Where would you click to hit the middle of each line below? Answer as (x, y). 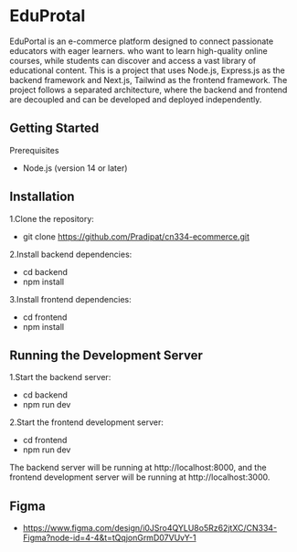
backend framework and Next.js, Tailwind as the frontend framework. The (148, 80)
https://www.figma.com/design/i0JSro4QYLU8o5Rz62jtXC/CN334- (150, 528)
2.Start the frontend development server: (87, 422)
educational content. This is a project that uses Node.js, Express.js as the (147, 70)
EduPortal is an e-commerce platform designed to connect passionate (142, 41)
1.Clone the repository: (52, 218)
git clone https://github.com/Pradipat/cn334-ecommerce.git (136, 236)
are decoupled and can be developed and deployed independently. (136, 99)
